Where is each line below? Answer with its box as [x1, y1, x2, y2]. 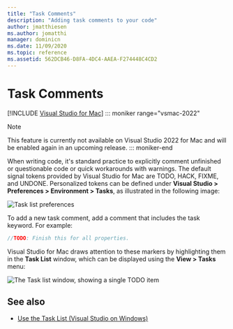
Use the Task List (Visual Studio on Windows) [17, 314, 149, 323]
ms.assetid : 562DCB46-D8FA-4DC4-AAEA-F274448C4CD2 [7, 56, 158, 63]
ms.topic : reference [7, 50, 68, 57]
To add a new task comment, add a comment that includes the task [7, 214, 200, 222]
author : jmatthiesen [7, 23, 68, 30]
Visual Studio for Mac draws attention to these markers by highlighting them [7, 247, 226, 256]
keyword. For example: [7, 221, 73, 229]
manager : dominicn [7, 36, 61, 43]
